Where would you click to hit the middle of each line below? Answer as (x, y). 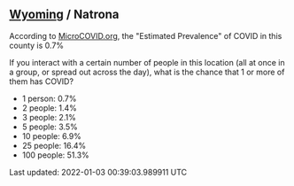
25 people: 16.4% (54, 145)
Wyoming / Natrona (64, 15)
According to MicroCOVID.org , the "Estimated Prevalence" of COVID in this (146, 35)
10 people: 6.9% (52, 136)
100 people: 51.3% (56, 155)
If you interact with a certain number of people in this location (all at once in (147, 62)
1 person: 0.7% (49, 98)
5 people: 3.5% (50, 127)
